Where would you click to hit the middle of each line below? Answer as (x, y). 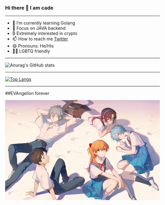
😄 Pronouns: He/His (33, 46)
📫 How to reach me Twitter (40, 39)
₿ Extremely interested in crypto (45, 33)
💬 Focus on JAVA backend (39, 28)
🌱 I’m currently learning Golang (43, 23)
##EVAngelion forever (27, 93)
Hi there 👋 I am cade (29, 8)
